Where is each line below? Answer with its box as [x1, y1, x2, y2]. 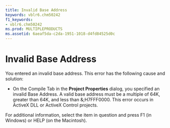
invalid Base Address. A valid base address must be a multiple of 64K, [12, 91, 160, 97]
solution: [5, 75, 24, 82]
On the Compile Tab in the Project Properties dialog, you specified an [12, 86, 160, 92]
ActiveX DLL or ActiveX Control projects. [12, 102, 98, 108]
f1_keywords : [5, 17, 33, 22]
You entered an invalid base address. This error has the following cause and [5, 70, 165, 76]
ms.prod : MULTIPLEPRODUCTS [5, 27, 63, 32]
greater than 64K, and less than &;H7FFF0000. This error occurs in [12, 96, 154, 102]
